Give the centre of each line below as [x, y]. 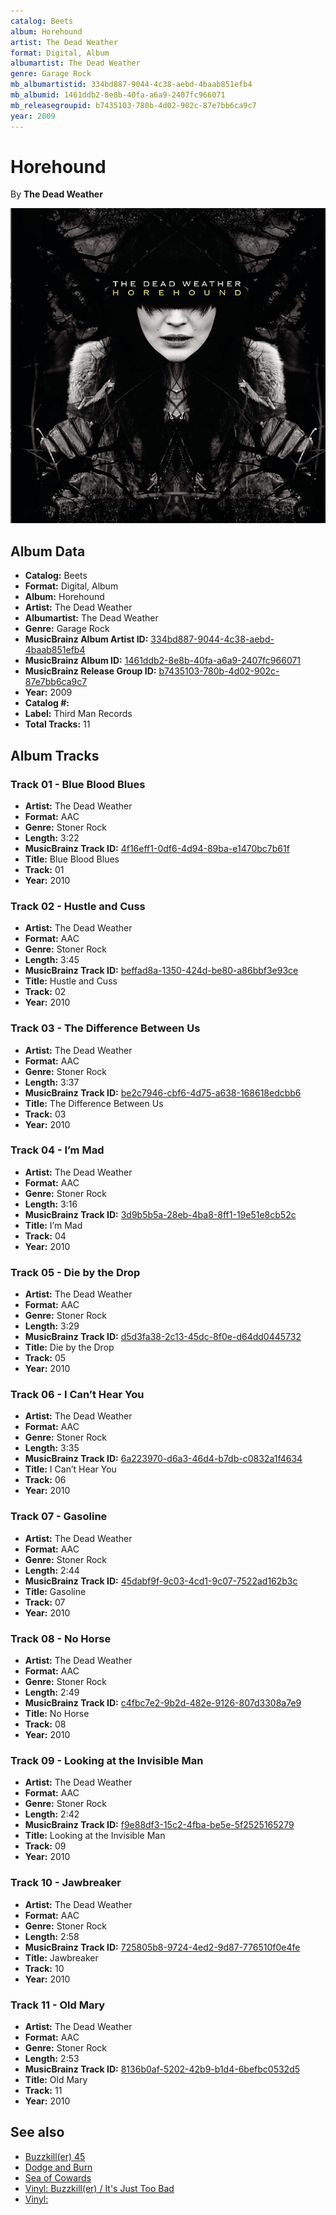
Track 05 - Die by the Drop [75, 1272]
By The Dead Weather [56, 194]
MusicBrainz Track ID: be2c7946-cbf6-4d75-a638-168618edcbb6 [163, 1092]
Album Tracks [55, 755]
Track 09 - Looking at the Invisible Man [107, 1760]
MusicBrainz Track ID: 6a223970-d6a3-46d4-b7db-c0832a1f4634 [163, 1459]
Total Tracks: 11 [57, 724]
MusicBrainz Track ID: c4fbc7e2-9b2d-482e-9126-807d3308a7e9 [163, 1703]
